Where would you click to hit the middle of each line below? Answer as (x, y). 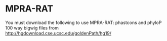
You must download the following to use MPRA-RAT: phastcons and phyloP (83, 22)
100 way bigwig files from (32, 27)
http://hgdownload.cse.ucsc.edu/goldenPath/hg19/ (58, 33)
